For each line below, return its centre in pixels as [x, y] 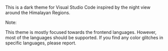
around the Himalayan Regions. [38, 13]
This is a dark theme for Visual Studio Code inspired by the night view [78, 7]
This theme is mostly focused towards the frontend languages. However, [81, 32]
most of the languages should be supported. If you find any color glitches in [84, 38]
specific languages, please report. [41, 43]
